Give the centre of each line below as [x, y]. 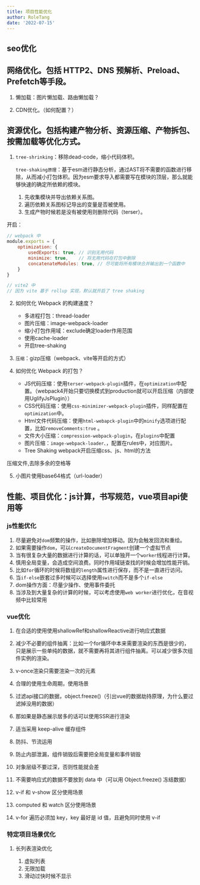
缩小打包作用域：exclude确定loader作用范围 [78, 331]
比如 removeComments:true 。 [69, 428]
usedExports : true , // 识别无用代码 [71, 253]
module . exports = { [31, 242]
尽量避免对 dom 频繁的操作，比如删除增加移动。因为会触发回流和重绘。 [100, 540]
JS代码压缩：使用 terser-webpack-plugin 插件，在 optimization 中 [103, 384]
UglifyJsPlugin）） [51, 398]
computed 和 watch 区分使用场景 [56, 805]
